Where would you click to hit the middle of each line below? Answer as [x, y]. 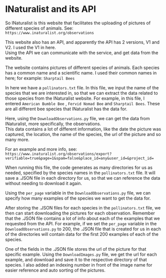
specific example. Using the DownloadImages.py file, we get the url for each [81, 254]
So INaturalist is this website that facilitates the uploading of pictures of [78, 23]
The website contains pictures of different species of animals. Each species [82, 68]
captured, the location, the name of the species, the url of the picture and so [83, 134]
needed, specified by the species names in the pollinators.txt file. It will [80, 173]
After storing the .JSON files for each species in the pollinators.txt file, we [83, 208]
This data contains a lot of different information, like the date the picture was [83, 129]
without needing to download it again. [44, 183]
